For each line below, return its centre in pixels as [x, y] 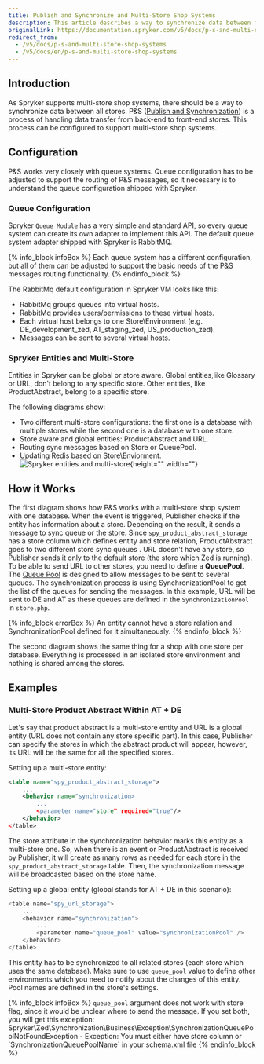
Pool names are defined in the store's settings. [83, 987]
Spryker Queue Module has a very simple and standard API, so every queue [128, 225]
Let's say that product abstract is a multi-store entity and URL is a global [125, 727]
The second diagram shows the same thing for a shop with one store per [126, 647]
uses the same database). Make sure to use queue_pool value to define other [132, 971]
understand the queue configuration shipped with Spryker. [103, 188]
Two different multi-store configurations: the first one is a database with [136, 422]
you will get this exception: [51, 1019]
